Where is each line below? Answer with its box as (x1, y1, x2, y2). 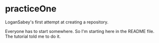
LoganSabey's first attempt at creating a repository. (5, 19, 109, 25)
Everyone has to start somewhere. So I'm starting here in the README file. (5, 28, 155, 34)
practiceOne (5, 3, 57, 14)
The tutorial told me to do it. (5, 33, 61, 39)
